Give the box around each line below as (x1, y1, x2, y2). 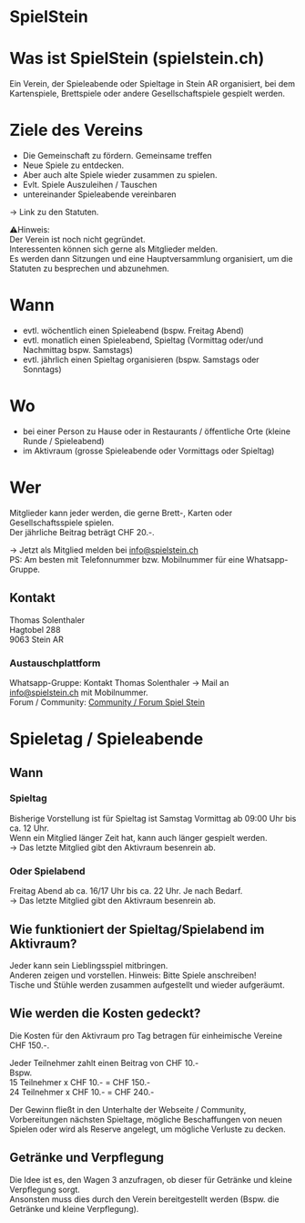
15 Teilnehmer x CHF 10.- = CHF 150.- (9, 1076, 151, 1087)
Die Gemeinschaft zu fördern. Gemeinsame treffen (22, 150, 212, 161)
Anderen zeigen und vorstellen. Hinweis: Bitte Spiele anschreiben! (9, 969, 257, 980)
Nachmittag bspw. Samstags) (22, 345, 134, 355)
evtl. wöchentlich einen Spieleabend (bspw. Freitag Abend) (22, 326, 244, 336)
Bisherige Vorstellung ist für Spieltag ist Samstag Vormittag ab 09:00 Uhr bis (9, 813, 297, 824)
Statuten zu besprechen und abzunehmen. (9, 263, 170, 275)
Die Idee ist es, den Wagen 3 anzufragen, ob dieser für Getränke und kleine (9, 1174, 293, 1185)
